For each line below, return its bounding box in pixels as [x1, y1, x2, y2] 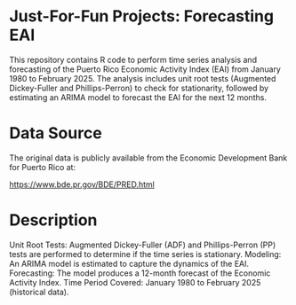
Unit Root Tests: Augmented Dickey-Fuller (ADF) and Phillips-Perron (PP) [9, 239, 276, 250]
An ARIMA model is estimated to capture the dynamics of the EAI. [9, 258, 249, 269]
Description [9, 210, 98, 231]
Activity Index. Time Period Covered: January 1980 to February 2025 [9, 277, 261, 287]
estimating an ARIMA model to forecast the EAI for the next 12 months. [9, 91, 267, 103]
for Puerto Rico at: [9, 161, 76, 172]
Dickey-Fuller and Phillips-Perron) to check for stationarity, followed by [9, 82, 269, 93]
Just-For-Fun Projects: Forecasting [9, 6, 274, 27]
